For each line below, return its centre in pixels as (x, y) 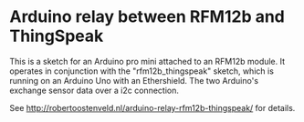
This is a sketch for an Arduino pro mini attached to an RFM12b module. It (147, 61)
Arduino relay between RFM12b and (147, 17)
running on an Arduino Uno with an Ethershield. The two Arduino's (134, 80)
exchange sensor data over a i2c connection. (94, 90)
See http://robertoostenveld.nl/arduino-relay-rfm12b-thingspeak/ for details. (152, 107)
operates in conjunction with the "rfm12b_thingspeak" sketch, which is (142, 71)
